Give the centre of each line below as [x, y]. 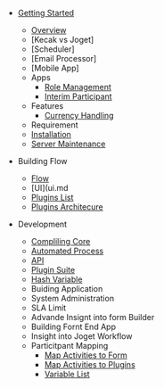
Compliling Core [61, 241]
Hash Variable [57, 279]
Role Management [78, 87]
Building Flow [43, 161]
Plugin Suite [53, 270]
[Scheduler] [53, 49]
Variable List [67, 374]
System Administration [72, 298]
